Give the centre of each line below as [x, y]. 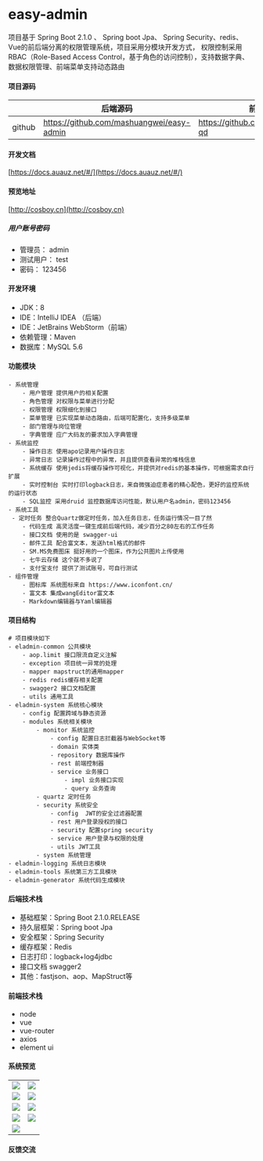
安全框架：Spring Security [61, 937]
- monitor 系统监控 [66, 730]
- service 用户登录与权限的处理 [97, 839]
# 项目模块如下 [29, 639]
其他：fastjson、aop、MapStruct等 [76, 977]
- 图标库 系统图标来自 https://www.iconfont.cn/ [98, 585]
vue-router [37, 1031]
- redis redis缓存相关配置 [63, 681]
